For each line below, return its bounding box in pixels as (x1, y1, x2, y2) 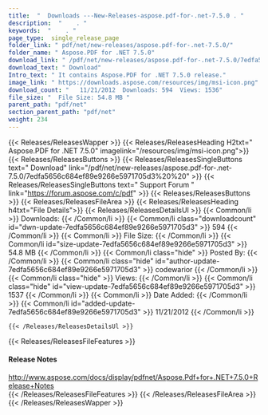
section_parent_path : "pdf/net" (8, 109, 116, 117)
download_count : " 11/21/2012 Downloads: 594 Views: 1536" (8, 85, 223, 94)
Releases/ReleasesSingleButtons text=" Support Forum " (8, 180, 195, 189)
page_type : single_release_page (8, 34, 120, 42)
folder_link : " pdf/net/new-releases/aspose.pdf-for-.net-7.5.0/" (8, 41, 234, 49)
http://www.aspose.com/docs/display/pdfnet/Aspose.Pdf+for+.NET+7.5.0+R (8, 373, 258, 382)
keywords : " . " (8, 26, 77, 34)
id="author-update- (155, 256, 220, 266)
